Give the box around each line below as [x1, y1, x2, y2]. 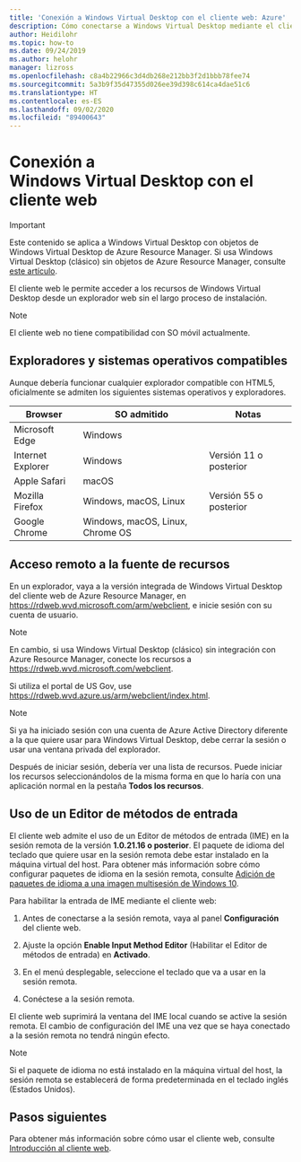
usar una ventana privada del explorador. [9, 744, 161, 755]
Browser [25, 407, 63, 420]
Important [9, 220, 46, 231]
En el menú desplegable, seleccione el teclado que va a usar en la [21, 966, 266, 977]
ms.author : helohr [9, 55, 78, 64]
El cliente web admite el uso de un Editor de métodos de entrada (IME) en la [9, 830, 289, 841]
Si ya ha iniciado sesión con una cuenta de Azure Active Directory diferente [9, 724, 288, 736]
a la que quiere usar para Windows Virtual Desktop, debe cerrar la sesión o [9, 734, 287, 745]
